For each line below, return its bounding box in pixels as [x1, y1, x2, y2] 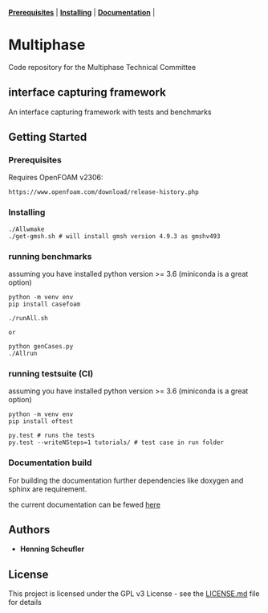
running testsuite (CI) [8, 368, 94, 379]
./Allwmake [8, 225, 45, 233]
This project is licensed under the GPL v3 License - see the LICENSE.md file [8, 589, 260, 599]
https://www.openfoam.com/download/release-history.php [8, 188, 199, 196]
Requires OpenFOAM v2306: [8, 173, 104, 183]
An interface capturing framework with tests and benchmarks [8, 107, 212, 117]
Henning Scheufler [19, 544, 85, 554]
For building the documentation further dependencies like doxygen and [8, 475, 244, 485]
